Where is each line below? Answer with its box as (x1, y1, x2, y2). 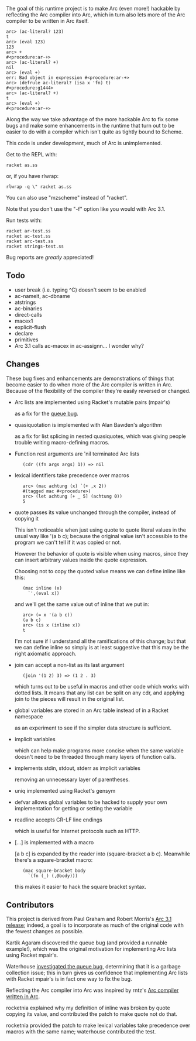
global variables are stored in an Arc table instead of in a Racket (14, 707, 169, 714)
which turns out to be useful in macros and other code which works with (14, 683, 190, 690)
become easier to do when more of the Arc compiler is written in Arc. (6, 381, 173, 388)
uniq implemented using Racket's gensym (14, 787, 116, 794)
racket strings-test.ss (6, 244, 64, 249)
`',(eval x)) (27, 590, 60, 596)
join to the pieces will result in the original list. (14, 695, 125, 702)
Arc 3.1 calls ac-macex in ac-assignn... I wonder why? (14, 342, 145, 349)
